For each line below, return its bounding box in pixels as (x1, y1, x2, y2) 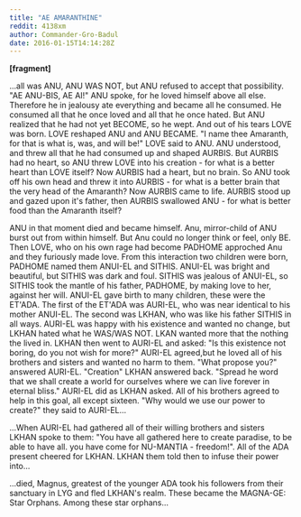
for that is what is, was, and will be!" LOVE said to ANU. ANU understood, (9, 138, 281, 149)
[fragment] (9, 63, 51, 74)
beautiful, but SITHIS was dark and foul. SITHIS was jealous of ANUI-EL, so (9, 271, 288, 282)
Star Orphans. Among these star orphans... (9, 497, 169, 508)
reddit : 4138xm (9, 22, 67, 31)
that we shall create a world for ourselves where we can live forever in (9, 376, 270, 387)
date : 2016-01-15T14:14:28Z (9, 38, 115, 48)
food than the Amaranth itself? (9, 205, 123, 217)
